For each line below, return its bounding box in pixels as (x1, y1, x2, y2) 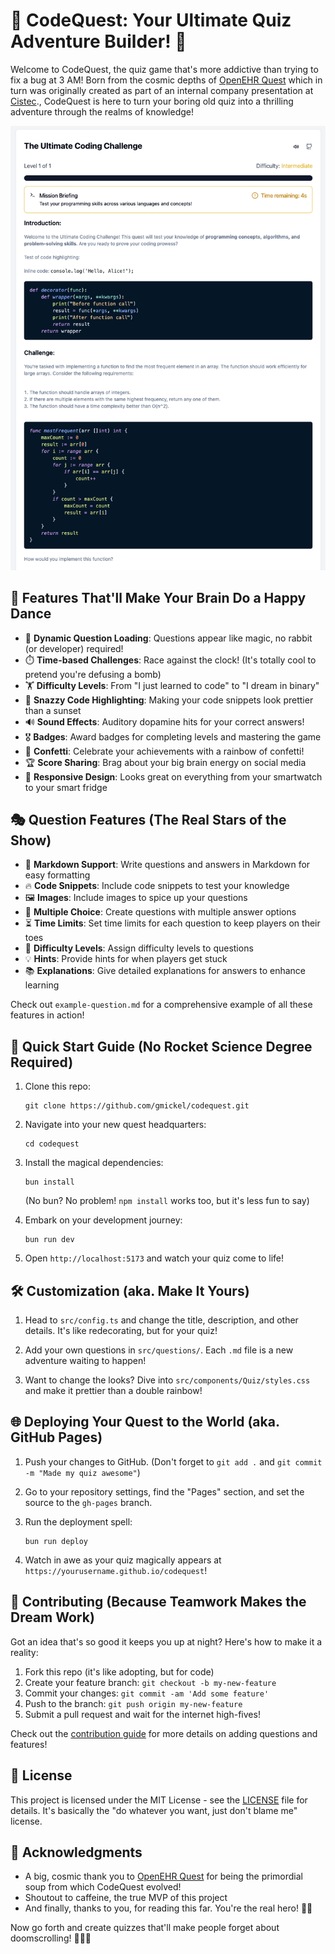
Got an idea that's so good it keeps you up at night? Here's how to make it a (10, 1635, 323, 1648)
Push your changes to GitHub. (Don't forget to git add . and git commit (24, 1455, 323, 1468)
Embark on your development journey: (24, 1214, 183, 1226)
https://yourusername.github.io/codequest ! (24, 1564, 208, 1576)
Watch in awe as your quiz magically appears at (24, 1554, 222, 1566)
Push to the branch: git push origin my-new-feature (24, 1697, 243, 1709)
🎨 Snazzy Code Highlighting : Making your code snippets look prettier (24, 694, 314, 706)
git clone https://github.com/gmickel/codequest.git (24, 1101, 250, 1111)
